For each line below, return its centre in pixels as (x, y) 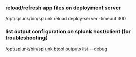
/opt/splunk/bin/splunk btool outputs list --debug (56, 49)
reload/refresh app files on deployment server (63, 8)
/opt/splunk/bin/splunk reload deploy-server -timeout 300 (66, 19)
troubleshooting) (27, 38)
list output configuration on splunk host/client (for (68, 32)
